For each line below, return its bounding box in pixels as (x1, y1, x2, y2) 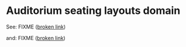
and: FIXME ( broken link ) (6, 34, 66, 41)
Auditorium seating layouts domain (6, 4, 181, 17)
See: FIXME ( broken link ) (6, 23, 66, 30)
